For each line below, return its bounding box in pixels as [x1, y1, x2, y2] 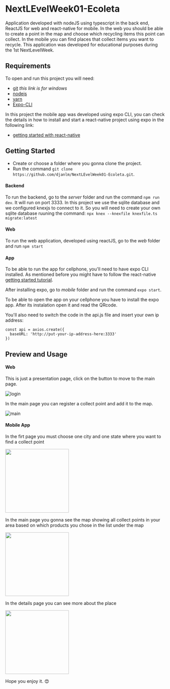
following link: [5, 122, 35, 128]
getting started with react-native [12, 132, 80, 138]
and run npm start [5, 243, 43, 249]
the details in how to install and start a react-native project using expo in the [5, 117, 164, 123]
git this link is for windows [12, 85, 67, 91]
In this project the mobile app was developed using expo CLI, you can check [5, 111, 165, 117]
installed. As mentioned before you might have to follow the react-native [5, 271, 156, 278]
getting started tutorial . [5, 277, 53, 283]
